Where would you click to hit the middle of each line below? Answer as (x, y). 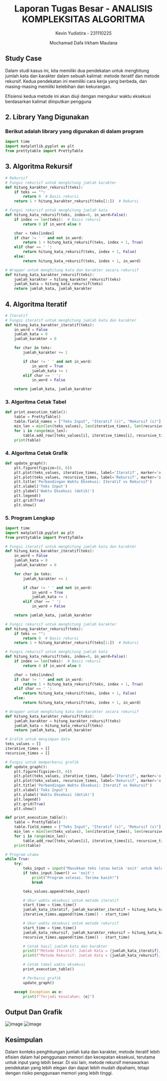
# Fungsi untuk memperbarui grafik (42, 762)
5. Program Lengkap (30, 518)
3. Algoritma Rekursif (39, 167)
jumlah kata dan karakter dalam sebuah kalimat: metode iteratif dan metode (83, 76)
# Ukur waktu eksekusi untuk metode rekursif (71, 923)
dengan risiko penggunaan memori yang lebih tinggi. (59, 1073)
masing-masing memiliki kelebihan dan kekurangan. (58, 86)
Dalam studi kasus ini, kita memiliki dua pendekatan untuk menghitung (77, 70)
